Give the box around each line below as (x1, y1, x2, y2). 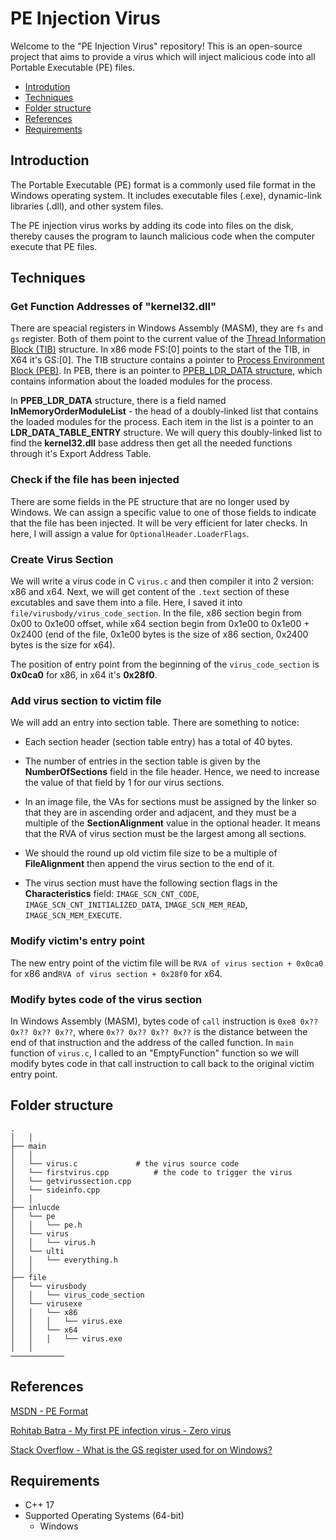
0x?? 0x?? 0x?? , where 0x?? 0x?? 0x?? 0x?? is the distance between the (10, 1025, 308, 1037)
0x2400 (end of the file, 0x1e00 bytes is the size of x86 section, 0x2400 (10, 628, 309, 641)
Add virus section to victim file (10, 693, 162, 707)
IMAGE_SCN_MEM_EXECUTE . (24, 909, 123, 921)
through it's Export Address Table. (10, 448, 152, 460)
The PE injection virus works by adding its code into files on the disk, (10, 219, 294, 231)
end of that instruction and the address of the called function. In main (10, 1036, 294, 1048)
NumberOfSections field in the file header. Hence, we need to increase (24, 766, 320, 778)
